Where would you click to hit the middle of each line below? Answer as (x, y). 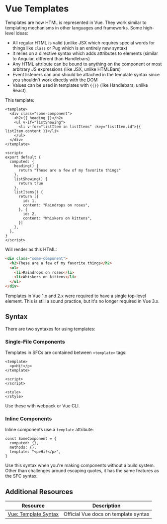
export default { (23, 157)
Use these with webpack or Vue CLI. (42, 406)
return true (31, 183)
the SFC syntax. (22, 476)
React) (19, 90)
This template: (20, 100)
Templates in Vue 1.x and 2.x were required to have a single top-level (76, 296)
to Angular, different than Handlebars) (51, 58)
